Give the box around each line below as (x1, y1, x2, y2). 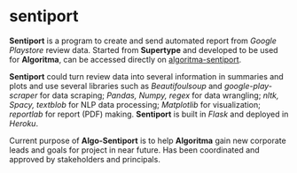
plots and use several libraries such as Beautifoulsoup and (9, 80, 223, 91)
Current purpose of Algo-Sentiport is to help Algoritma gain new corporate (9, 135, 286, 146)
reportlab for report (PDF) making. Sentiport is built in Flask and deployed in (9, 109, 289, 119)
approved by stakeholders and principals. (9, 154, 161, 164)
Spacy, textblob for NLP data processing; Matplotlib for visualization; (9, 99, 262, 109)
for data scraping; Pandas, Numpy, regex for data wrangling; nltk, (39, 90, 279, 101)
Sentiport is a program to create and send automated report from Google (9, 35, 277, 46)
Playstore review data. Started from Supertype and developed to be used (9, 44, 278, 55)
